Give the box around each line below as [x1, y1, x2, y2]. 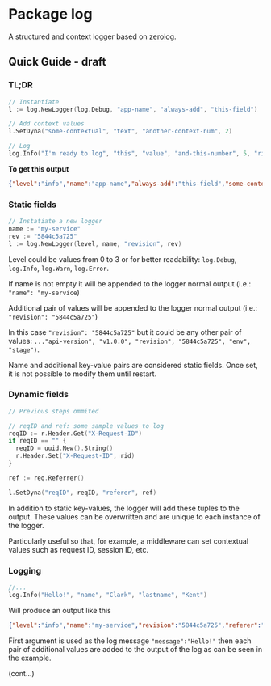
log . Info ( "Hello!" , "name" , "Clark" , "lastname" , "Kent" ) [8, 591, 207, 599]
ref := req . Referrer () [8, 474, 85, 482]
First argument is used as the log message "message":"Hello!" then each [8, 636, 252, 646]
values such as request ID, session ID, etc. [8, 544, 149, 554]
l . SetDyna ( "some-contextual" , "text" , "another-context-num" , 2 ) [8, 127, 233, 136]
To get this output [8, 163, 69, 174]
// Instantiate [8, 98, 60, 106]
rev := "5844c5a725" [8, 232, 78, 240]
